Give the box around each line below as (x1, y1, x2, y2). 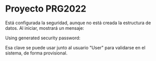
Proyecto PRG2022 (5, 3, 87, 15)
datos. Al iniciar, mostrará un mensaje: (5, 25, 84, 31)
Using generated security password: (5, 35, 81, 41)
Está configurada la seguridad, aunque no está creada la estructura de (5, 20, 151, 26)
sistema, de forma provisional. (5, 50, 68, 56)
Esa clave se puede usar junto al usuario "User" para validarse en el (5, 44, 145, 50)
